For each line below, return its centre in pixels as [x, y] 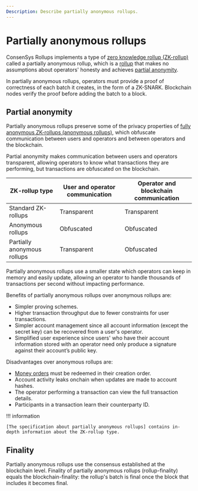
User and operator [89, 187]
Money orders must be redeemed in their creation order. [83, 373]
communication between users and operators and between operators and [96, 139]
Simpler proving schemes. [46, 307]
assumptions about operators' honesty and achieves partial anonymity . [92, 70]
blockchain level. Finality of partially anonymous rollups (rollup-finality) [92, 471]
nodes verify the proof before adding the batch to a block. [77, 93]
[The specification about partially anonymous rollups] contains [88, 427]
